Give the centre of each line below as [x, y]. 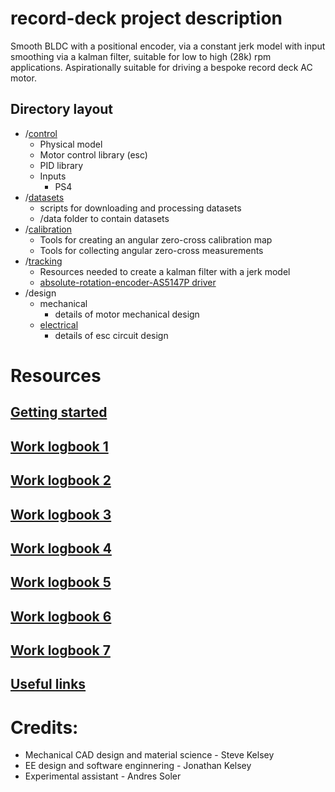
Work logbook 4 [61, 548]
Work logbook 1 [59, 446]
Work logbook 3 [61, 514]
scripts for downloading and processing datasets [140, 208]
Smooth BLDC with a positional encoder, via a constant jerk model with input [168, 46]
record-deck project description [146, 18]
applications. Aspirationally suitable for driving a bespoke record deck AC [161, 67]
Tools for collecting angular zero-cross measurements [151, 250]
